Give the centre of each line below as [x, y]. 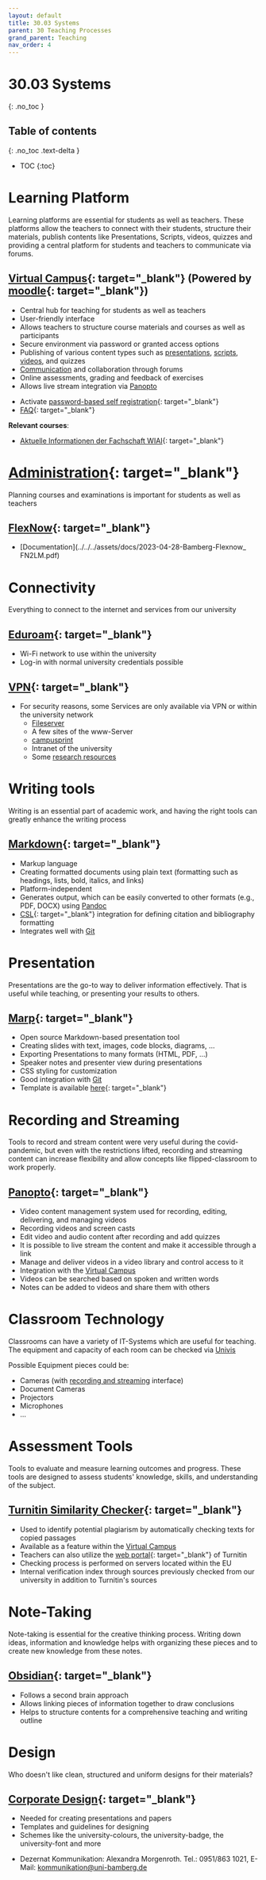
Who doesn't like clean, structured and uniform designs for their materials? [131, 1774]
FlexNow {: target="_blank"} [79, 528]
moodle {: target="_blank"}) [78, 291]
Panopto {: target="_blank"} [79, 1192]
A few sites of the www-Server [82, 731]
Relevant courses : [39, 425]
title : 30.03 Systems [44, 23]
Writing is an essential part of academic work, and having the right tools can [133, 811]
